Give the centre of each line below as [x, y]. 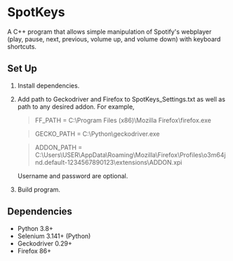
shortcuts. [22, 46]
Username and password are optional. [73, 175]
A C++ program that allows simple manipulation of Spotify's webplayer [109, 32]
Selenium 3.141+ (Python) [54, 236]
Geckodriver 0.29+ [45, 243]
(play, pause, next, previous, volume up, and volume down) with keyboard [114, 39]
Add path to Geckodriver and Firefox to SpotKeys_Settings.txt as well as [121, 99]
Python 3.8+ [35, 228]
